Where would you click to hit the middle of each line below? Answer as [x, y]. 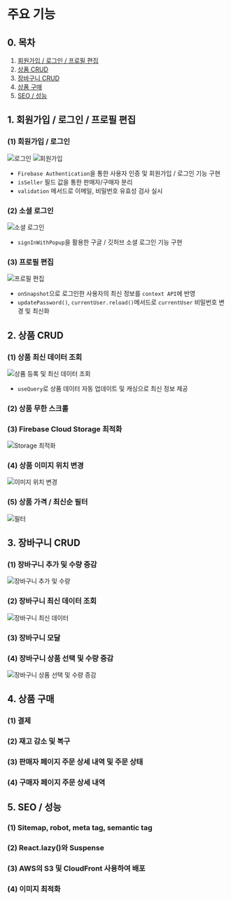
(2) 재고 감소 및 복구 [39, 741]
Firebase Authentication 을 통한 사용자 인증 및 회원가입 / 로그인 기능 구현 [119, 173]
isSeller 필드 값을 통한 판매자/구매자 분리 [75, 182]
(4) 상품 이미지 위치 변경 [45, 466]
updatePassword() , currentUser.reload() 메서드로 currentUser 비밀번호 [117, 302]
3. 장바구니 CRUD [44, 543]
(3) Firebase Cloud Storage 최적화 [65, 429]
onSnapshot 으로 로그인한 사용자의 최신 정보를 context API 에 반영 [106, 294]
